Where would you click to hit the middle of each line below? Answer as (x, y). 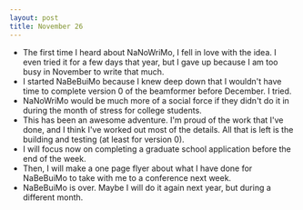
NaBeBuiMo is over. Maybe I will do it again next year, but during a (146, 187)
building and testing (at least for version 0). (103, 139)
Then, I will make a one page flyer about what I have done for (137, 168)
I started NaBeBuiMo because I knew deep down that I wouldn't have (152, 81)
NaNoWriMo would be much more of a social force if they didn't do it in (156, 100)
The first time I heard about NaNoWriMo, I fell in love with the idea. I (149, 52)
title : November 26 (46, 26)
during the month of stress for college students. (112, 110)
